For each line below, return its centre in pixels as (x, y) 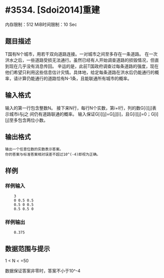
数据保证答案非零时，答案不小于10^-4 (43, 271)
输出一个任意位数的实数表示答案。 (34, 149)
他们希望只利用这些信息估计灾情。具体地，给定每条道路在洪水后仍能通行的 (80, 72)
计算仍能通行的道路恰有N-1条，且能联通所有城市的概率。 (75, 78)
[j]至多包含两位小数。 (26, 120)
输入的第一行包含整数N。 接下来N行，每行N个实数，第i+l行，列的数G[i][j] (79, 108)
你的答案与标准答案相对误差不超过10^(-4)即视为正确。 (53, 155)
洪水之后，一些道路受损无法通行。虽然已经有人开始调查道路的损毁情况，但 (80, 60)
